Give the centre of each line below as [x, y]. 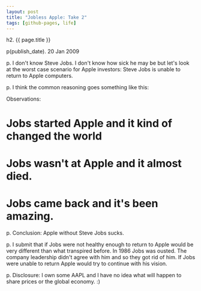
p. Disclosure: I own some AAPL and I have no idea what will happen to [94, 275]
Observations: [24, 99]
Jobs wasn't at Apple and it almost [94, 163]
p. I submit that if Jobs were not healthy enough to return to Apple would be [100, 244]
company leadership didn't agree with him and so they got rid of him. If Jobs [101, 257]
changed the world [54, 136]
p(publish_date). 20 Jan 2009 [43, 51]
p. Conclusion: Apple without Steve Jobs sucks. [65, 233]
